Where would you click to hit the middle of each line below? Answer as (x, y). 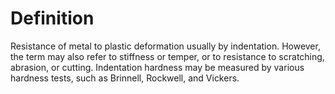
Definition (52, 18)
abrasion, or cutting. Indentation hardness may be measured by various (157, 67)
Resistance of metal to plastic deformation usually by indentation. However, (165, 46)
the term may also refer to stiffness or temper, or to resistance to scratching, (167, 56)
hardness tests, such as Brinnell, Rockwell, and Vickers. (125, 78)
